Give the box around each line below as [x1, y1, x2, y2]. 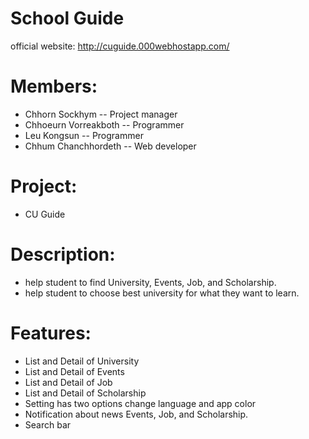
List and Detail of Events [24, 365, 125, 377]
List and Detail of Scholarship [24, 387, 147, 399]
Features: [10, 322, 92, 344]
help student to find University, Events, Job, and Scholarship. [24, 276, 277, 288]
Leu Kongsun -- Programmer [24, 129, 144, 141]
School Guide [10, 7, 125, 30]
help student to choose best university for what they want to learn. [24, 287, 300, 299]
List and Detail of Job [24, 376, 113, 388]
